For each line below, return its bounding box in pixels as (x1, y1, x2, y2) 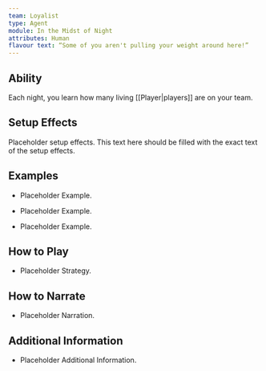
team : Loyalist (8, 11, 59, 20)
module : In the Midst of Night (8, 26, 113, 35)
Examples (8, 169, 58, 183)
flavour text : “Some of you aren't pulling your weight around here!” (8, 42, 249, 50)
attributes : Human (8, 34, 70, 43)
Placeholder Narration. (19, 311, 95, 320)
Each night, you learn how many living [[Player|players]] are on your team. (8, 92, 253, 102)
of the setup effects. (8, 145, 75, 155)
